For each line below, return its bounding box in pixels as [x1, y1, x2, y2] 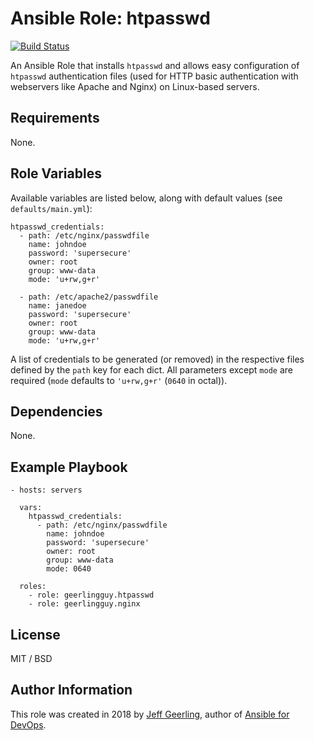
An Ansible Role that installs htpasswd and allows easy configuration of [10, 59, 300, 71]
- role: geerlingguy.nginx [28, 599, 141, 609]
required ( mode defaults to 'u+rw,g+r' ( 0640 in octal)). [10, 374, 228, 386]
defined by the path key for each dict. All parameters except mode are [10, 363, 293, 376]
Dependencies [10, 403, 103, 420]
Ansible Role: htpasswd [10, 7, 211, 30]
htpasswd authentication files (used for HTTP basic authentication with [10, 70, 299, 82]
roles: [19, 582, 47, 592]
